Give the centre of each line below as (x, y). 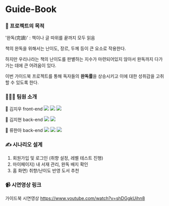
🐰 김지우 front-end (24, 109)
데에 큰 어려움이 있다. (35, 65)
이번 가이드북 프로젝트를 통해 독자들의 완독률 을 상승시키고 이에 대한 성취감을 (80, 76)
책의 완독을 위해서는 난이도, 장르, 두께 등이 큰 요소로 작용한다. (66, 48)
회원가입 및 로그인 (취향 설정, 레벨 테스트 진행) (58, 158)
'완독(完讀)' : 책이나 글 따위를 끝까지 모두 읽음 (50, 38)
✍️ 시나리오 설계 (24, 145)
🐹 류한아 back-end (24, 130)
